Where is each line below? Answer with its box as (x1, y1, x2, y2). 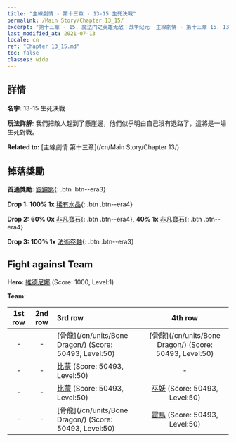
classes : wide (7, 56, 49, 63)
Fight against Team (7, 258, 93, 270)
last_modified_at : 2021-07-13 (7, 30, 96, 37)
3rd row (57, 313, 84, 323)
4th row (171, 313, 199, 323)
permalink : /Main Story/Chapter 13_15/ (7, 17, 124, 24)
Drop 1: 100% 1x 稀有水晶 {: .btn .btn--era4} (7, 200, 133, 208)
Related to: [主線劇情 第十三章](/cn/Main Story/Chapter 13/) (7, 142, 180, 151)
